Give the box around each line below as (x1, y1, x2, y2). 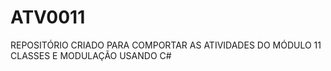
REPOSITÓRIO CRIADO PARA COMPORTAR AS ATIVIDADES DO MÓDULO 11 (10, 39, 322, 51)
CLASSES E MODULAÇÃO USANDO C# (10, 49, 172, 61)
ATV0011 (10, 6, 86, 29)
